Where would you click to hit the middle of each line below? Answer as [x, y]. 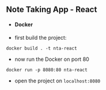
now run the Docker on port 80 [52, 59]
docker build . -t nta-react [42, 48]
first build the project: [40, 37]
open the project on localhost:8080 [57, 81]
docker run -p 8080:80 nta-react [47, 70]
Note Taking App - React [52, 10]
